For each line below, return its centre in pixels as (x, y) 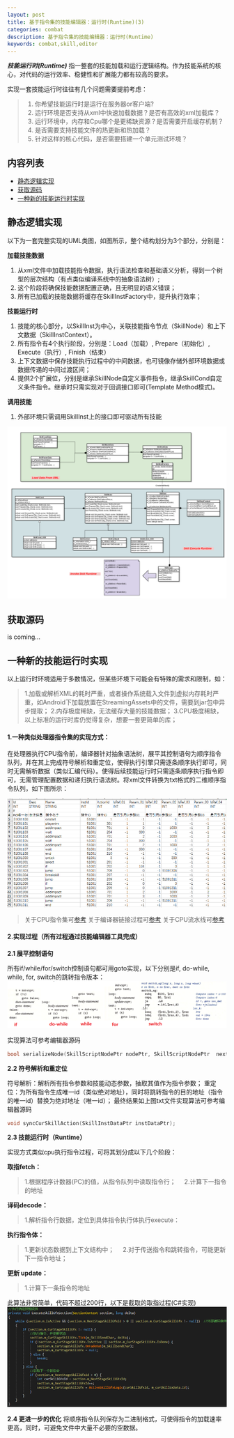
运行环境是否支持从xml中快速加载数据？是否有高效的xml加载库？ (127, 113)
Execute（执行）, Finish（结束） (63, 352)
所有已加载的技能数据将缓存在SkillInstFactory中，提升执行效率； (109, 296)
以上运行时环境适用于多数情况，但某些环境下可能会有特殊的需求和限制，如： (117, 679)
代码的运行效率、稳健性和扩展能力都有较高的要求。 (99, 75)
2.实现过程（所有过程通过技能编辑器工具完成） (74, 936)
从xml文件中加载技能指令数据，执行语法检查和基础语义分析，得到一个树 (120, 270)
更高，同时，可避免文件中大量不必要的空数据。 (74, 1428)
